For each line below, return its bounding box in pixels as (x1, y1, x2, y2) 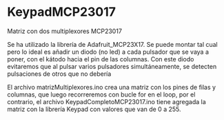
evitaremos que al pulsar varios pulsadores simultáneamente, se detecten (7, 62, 217, 70)
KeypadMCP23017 (7, 4, 116, 20)
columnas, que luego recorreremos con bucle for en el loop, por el (7, 90, 196, 99)
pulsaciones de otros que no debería (7, 70, 112, 78)
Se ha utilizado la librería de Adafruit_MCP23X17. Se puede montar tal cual (7, 40, 218, 48)
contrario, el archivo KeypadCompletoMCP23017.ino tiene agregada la (7, 97, 207, 106)
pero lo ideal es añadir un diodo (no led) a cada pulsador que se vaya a (7, 48, 209, 56)
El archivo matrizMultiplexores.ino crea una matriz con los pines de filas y (7, 83, 216, 91)
